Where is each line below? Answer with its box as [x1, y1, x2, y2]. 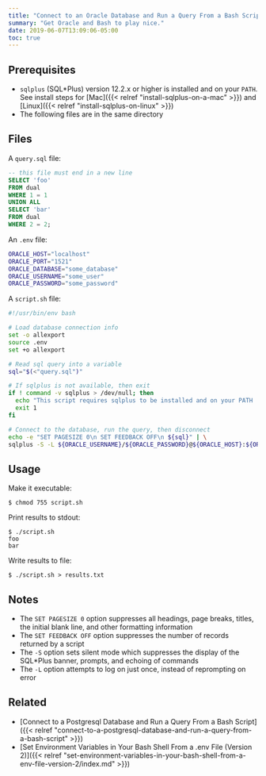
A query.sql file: [8, 153, 62, 163]
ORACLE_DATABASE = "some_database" [8, 265, 119, 273]
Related [8, 696, 47, 709]
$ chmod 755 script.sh [8, 499, 83, 507]
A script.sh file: [8, 294, 62, 304]
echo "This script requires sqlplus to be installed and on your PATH [15, 397, 253, 405]
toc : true [8, 33, 41, 42]
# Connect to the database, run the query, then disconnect [8, 425, 211, 433]
